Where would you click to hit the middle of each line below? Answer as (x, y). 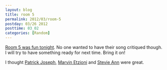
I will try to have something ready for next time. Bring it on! (65, 52)
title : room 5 (20, 14)
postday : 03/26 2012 (27, 24)
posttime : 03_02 (22, 28)
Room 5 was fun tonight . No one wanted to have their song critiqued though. (84, 47)
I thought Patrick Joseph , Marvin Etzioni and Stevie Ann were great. (75, 62)
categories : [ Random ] (28, 33)
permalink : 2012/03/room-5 (33, 19)
